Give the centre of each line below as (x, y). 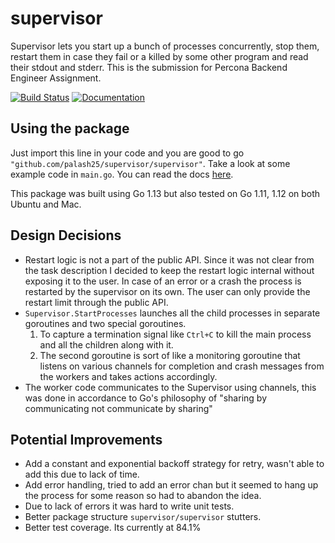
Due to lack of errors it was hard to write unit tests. (129, 506)
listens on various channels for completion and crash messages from (182, 366)
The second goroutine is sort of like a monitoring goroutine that (170, 355)
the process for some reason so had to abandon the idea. (143, 496)
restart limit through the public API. (96, 302)
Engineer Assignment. (56, 78)
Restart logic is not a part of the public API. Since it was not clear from (169, 259)
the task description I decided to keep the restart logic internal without (169, 270)
